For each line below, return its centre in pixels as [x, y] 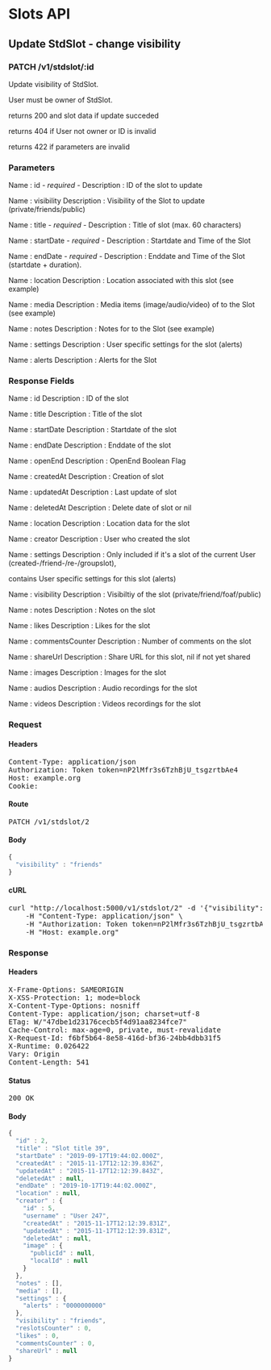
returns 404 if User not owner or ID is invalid [82, 131]
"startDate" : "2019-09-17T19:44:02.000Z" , [90, 1156]
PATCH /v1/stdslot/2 [49, 822]
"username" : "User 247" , [67, 1216]
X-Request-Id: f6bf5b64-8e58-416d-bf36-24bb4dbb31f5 [115, 1038]
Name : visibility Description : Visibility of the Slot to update [107, 201]
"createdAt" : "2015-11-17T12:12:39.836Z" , [90, 1163]
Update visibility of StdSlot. [54, 84]
